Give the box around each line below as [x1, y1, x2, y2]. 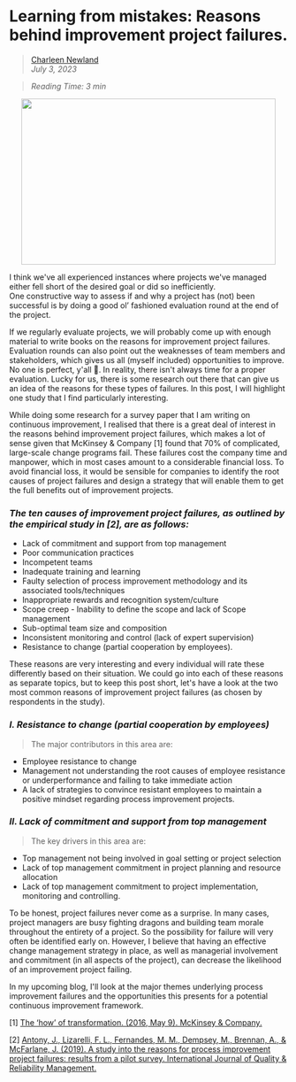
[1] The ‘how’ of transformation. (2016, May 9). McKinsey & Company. [9, 1016, 262, 1028]
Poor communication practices [21, 547, 134, 559]
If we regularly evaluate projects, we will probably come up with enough [9, 326, 271, 337]
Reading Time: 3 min [30, 81, 107, 91]
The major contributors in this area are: [30, 738, 173, 749]
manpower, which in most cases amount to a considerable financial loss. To [9, 456, 285, 467]
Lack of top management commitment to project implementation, [21, 881, 259, 892]
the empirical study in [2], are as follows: [9, 518, 190, 530]
